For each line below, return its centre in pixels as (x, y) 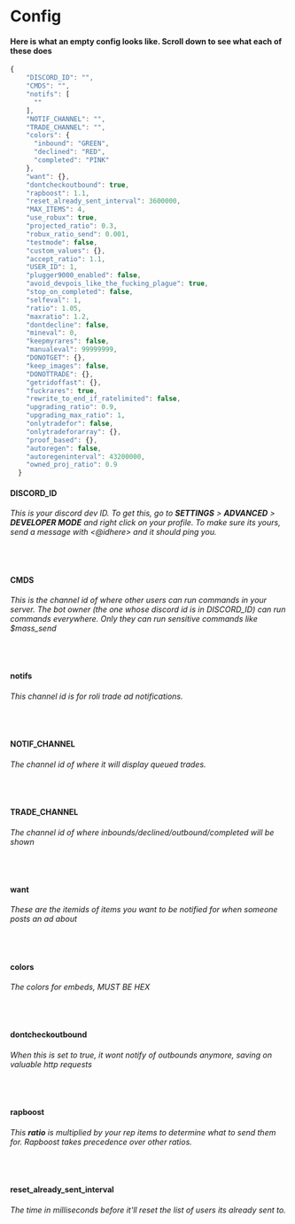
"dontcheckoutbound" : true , (78, 185)
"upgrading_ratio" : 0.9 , (72, 407)
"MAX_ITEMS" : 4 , (56, 210)
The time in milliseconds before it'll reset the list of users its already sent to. (148, 1210)
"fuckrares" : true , (62, 391)
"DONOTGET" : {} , (56, 358)
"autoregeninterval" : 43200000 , (85, 457)
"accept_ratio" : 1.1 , (66, 259)
